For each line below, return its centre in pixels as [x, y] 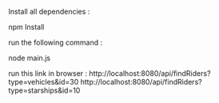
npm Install [26, 27]
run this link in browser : [48, 73]
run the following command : [56, 42]
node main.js [29, 58]
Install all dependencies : [49, 12]
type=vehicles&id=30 [44, 82]
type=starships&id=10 [44, 90]
